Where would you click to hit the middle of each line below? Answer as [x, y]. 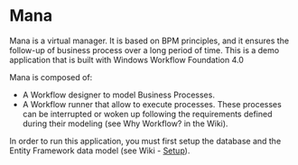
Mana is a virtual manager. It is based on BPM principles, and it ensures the [149, 41]
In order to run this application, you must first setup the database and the [145, 141]
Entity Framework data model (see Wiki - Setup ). [100, 151]
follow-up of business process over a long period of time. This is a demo [144, 50]
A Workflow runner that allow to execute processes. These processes [152, 104]
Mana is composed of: [51, 77]
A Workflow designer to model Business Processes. [118, 95]
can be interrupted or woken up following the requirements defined [147, 114]
